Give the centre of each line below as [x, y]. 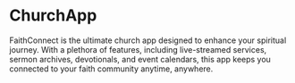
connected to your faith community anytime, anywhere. [111, 69]
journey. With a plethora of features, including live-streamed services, [138, 49]
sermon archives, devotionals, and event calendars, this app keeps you [140, 59]
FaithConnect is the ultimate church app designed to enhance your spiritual [148, 40]
